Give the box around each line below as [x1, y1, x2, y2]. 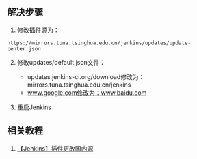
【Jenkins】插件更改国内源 [16, 144, 94, 152]
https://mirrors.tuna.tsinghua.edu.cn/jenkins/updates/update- [7, 40, 192, 46]
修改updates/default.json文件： [16, 58, 106, 66]
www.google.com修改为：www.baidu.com [27, 88, 147, 97]
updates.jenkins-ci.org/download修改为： [27, 72, 145, 81]
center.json [7, 45, 41, 53]
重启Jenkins [16, 103, 51, 111]
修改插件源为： [16, 26, 60, 34]
